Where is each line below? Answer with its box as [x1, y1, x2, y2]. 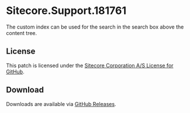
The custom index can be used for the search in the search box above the [6, 23, 184, 30]
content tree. [6, 29, 37, 36]
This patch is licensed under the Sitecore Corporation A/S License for [6, 62, 174, 69]
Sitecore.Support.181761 [6, 4, 127, 17]
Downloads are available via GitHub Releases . [6, 100, 116, 107]
